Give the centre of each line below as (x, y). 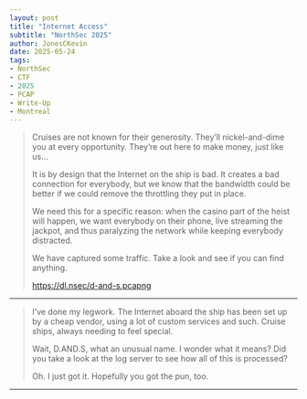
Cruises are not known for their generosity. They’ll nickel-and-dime (158, 137)
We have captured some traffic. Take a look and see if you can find (158, 258)
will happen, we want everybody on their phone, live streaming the (157, 221)
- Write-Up (30, 103)
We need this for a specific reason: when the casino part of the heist (161, 212)
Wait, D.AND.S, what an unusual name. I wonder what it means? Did (159, 349)
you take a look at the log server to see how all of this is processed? (159, 359)
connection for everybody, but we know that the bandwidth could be (161, 184)
